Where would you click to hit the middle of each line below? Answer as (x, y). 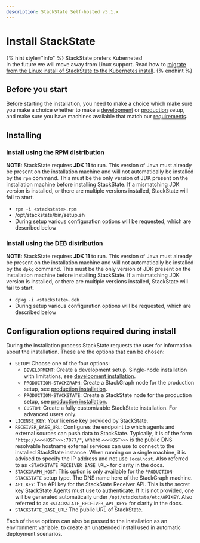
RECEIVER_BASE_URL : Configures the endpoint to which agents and (95, 427)
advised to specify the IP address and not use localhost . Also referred (101, 459)
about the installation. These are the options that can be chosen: (85, 352)
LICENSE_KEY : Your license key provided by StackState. (81, 421)
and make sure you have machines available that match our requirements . (97, 117)
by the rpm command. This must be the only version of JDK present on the (97, 178)
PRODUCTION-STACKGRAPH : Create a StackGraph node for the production (109, 383)
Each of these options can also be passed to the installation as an (87, 521)
